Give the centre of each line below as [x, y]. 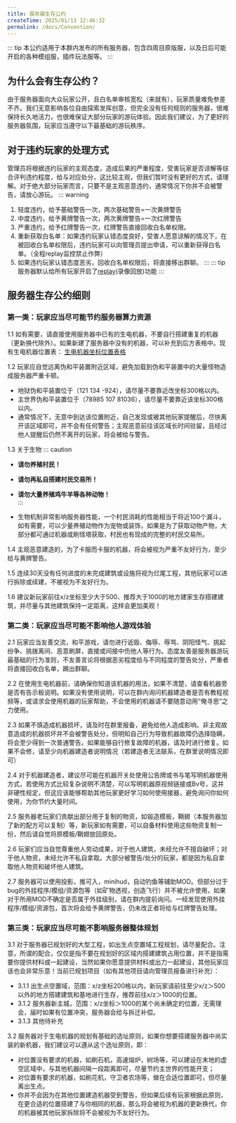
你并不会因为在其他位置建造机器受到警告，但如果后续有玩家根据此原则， [122, 1095]
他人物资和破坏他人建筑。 [50, 866]
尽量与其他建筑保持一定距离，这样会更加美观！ [93, 606]
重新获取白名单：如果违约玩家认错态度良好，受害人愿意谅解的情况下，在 [122, 236]
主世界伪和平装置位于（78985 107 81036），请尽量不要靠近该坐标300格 [120, 399]
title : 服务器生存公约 [37, 14]
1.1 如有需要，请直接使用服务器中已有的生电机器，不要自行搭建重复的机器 [113, 334]
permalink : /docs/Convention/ [52, 27]
